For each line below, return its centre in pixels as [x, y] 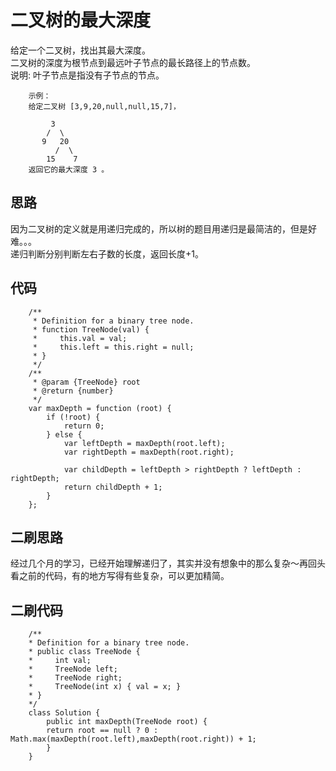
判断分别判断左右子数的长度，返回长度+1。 [115, 253]
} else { [64, 434]
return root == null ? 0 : [102, 731]
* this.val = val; [80, 338]
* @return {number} [73, 391]
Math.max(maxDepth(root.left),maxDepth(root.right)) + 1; [133, 739]
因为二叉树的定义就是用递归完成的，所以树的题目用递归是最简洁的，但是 [159, 228]
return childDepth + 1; [113, 487]
